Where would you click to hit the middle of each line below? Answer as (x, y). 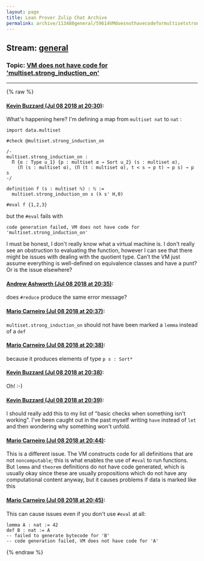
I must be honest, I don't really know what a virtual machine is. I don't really (101, 244)
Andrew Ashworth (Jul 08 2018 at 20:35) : (60, 284)
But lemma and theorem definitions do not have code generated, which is (96, 467)
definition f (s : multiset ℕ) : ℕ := (55, 189)
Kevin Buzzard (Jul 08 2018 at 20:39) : (55, 400)
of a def (16, 331)
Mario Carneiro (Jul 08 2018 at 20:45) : (56, 500)
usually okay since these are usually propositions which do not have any (97, 473)
